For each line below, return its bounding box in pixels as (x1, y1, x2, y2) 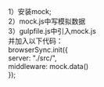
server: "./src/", (8, 53, 57, 63)
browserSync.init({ (8, 45, 68, 54)
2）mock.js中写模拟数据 (8, 16, 86, 26)
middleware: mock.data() (8, 62, 89, 71)
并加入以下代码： (8, 36, 63, 45)
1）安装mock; (8, 7, 52, 16)
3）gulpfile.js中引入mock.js (8, 27, 96, 35)
